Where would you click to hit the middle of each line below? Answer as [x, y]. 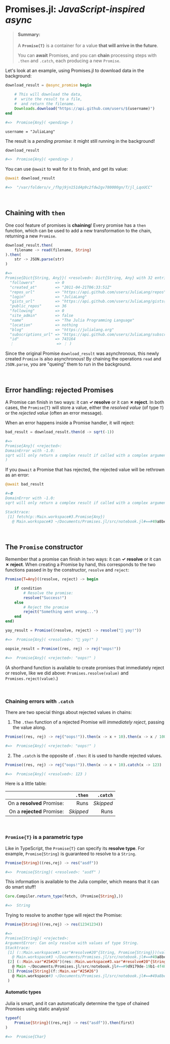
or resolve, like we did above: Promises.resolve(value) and [67, 673]
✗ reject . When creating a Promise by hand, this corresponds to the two [80, 565]
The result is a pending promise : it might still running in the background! [80, 141]
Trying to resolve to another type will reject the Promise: [64, 915]
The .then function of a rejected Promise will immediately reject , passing [88, 722]
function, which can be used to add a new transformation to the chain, [78, 230]
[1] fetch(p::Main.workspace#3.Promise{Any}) [56, 517]
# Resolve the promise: [48, 593]
